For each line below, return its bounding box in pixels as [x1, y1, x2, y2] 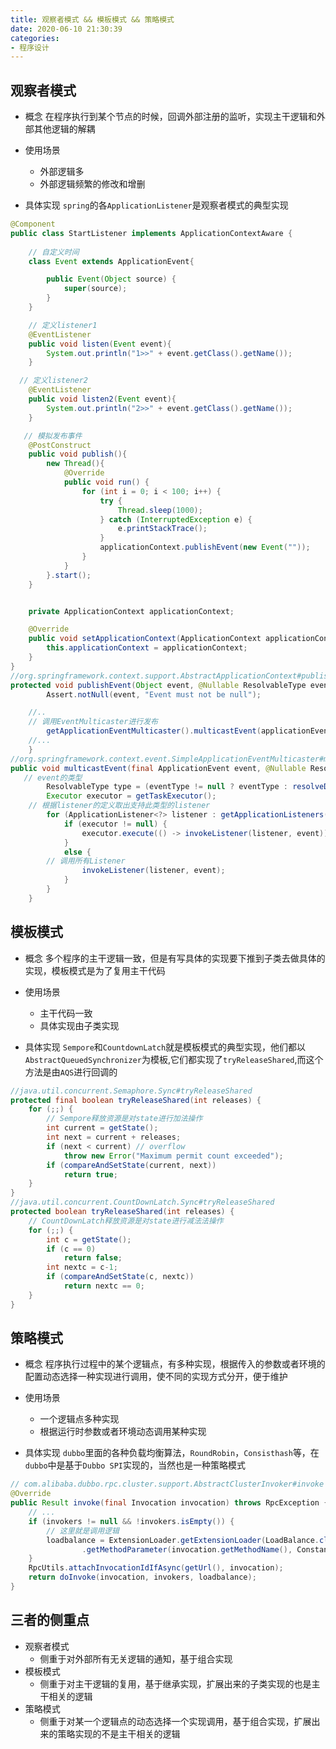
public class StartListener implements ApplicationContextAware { [10, 228, 293, 238]
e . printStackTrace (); [117, 524, 208, 534]
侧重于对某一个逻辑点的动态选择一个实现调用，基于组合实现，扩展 [39, 1715, 312, 1727]
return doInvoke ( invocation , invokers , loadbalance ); [28, 1572, 257, 1583]
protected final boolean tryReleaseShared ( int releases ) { [10, 1095, 262, 1105]
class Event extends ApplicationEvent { [28, 256, 195, 266]
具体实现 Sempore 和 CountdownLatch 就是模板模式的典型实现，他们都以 [24, 1041, 307, 1053]
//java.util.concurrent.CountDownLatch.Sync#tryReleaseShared [10, 1197, 275, 1208]
